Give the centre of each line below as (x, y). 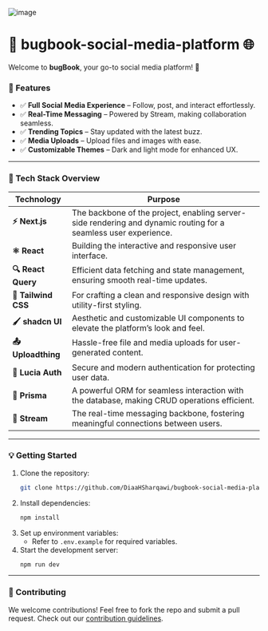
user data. (91, 377)
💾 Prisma (30, 395)
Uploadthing (36, 354)
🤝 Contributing (37, 593)
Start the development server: (69, 550)
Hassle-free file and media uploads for (144, 343)
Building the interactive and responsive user (154, 245)
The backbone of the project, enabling (143, 212)
